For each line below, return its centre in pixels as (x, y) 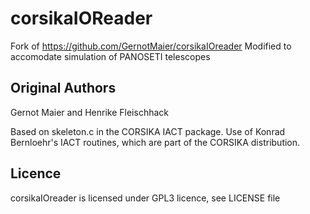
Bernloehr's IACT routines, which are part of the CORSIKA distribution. (155, 142)
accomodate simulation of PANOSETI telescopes (110, 56)
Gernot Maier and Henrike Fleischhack (89, 112)
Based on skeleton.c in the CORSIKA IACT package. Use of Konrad (148, 131)
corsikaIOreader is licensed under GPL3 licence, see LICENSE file (145, 198)
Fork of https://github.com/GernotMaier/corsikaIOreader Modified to (151, 46)
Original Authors (63, 88)
